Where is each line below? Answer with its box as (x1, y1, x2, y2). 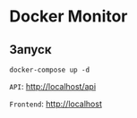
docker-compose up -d (9, 65, 90, 74)
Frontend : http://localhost (9, 98, 103, 109)
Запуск (9, 42, 52, 57)
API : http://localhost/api (9, 81, 97, 91)
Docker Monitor (9, 6, 128, 27)
